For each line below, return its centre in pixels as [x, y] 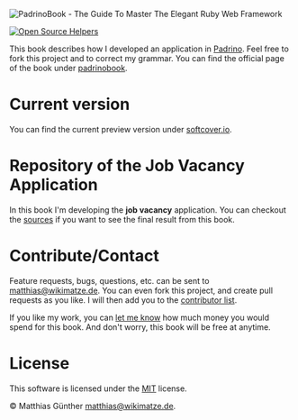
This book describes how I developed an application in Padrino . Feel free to [149, 49]
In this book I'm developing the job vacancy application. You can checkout [148, 210]
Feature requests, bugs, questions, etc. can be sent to [109, 280]
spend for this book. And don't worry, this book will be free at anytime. [140, 327]
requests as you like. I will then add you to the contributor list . [123, 300]
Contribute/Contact [84, 256]
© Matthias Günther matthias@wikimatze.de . [93, 406]
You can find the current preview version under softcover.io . [121, 129]
